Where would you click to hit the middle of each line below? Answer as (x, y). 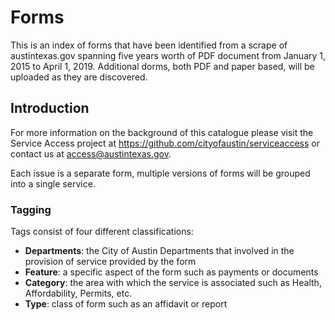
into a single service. (53, 183)
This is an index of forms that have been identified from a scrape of (149, 45)
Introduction (50, 108)
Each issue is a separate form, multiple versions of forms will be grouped (160, 173)
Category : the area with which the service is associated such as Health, (173, 283)
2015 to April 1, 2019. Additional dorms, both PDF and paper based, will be (162, 66)
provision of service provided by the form (110, 262)
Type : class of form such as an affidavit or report (126, 304)
